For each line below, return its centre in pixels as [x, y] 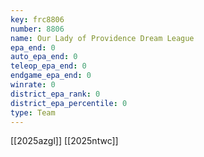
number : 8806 [37, 29]
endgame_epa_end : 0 [51, 76]
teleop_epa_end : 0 [48, 66]
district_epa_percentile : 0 [69, 103]
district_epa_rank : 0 [55, 94]
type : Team [33, 112]
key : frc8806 [37, 19]
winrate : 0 [33, 85]
